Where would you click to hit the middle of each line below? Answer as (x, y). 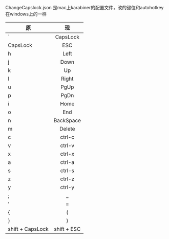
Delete (67, 129)
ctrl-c (67, 137)
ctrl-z (67, 179)
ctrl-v (67, 145)
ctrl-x (67, 154)
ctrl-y (67, 187)
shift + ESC (67, 229)
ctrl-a (67, 162)
